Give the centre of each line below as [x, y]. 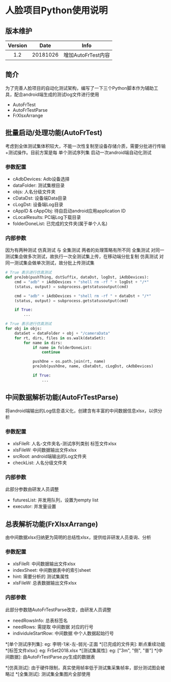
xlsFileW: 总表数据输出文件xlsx [45, 583]
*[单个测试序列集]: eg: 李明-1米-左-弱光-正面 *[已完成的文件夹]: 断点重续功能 [85, 644]
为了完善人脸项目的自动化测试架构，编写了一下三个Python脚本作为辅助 [80, 88]
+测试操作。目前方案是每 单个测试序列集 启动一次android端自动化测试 [78, 152]
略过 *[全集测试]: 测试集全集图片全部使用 [48, 674]
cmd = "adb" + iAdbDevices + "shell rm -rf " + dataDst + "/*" [83, 296]
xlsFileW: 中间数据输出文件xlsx [45, 450]
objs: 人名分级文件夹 [34, 191]
